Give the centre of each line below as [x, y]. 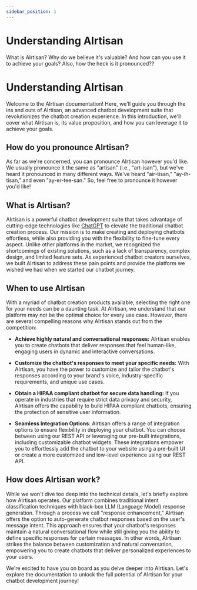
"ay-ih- [182, 174]
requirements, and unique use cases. [59, 382]
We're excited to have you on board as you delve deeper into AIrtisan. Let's [97, 568]
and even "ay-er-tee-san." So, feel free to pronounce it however [100, 180]
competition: [21, 327]
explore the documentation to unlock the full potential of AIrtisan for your [94, 574]
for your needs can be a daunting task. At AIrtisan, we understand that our [96, 308]
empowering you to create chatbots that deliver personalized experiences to [98, 550]
